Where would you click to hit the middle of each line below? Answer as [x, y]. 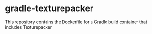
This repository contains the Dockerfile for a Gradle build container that [76, 22]
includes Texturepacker [29, 27]
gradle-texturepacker [49, 8]
